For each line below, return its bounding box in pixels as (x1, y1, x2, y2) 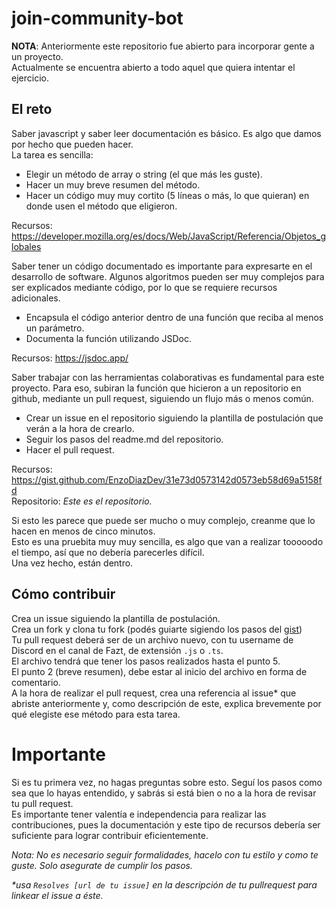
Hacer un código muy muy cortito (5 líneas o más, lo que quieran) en (25, 189, 310, 201)
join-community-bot (11, 7, 184, 30)
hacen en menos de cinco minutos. (11, 525, 156, 537)
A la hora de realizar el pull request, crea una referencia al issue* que (11, 687, 297, 699)
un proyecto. (11, 50, 64, 62)
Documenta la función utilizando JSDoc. (25, 332, 192, 344)
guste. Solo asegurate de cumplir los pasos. (11, 859, 194, 871)
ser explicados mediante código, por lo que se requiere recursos (11, 281, 278, 293)
